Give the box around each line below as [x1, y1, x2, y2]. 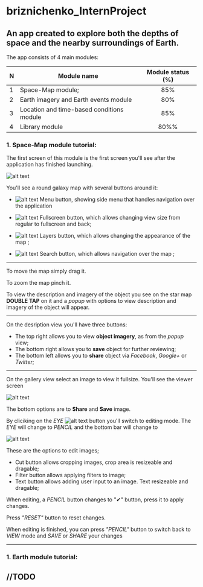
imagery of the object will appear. [6, 303, 90, 311]
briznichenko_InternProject [6, 4, 147, 18]
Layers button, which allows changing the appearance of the [39, 232, 191, 240]
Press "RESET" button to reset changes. [6, 514, 106, 521]
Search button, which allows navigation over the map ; [39, 250, 175, 258]
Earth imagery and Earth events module [20, 95, 132, 104]
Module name [57, 72, 98, 80]
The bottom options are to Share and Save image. [6, 405, 131, 413]
